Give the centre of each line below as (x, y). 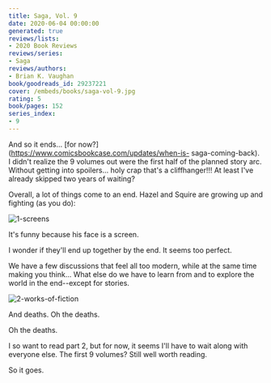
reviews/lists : (34, 38)
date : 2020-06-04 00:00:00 (54, 23)
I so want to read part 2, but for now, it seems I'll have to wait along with (128, 346)
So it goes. (26, 370)
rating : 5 (25, 99)
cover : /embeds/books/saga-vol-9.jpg (72, 91)
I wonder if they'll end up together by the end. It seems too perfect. (120, 250)
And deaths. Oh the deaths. (54, 314)
